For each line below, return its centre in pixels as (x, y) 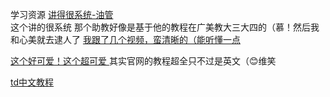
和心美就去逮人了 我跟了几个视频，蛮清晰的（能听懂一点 (125, 39)
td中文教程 (32, 82)
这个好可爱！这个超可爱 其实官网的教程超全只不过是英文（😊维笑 (143, 61)
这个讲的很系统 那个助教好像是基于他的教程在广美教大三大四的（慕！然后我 (165, 27)
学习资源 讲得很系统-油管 (62, 14)
